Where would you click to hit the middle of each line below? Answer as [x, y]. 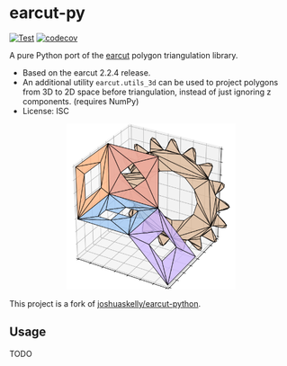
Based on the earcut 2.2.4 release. [86, 72]
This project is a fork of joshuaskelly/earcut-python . [105, 303]
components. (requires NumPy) [81, 101]
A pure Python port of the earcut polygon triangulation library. [124, 55]
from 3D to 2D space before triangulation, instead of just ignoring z [147, 92]
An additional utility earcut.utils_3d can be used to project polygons [150, 82]
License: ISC [46, 111]
